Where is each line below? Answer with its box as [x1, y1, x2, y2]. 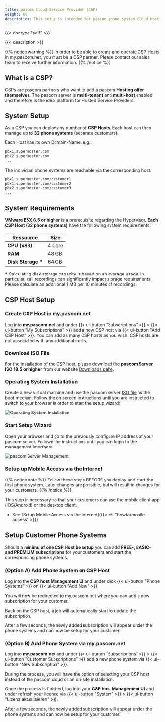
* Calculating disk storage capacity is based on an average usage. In [5, 271, 144, 276]
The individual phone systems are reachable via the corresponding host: [5, 167, 152, 173]
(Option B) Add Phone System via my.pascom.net [5, 640, 126, 647]
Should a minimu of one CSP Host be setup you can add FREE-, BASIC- [5, 544, 151, 550]
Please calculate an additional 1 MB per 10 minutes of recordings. [5, 281, 137, 287]
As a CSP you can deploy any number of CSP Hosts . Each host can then [5, 125, 152, 131]
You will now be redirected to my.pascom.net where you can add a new [5, 592, 150, 599]
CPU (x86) [7, 242, 33, 249]
